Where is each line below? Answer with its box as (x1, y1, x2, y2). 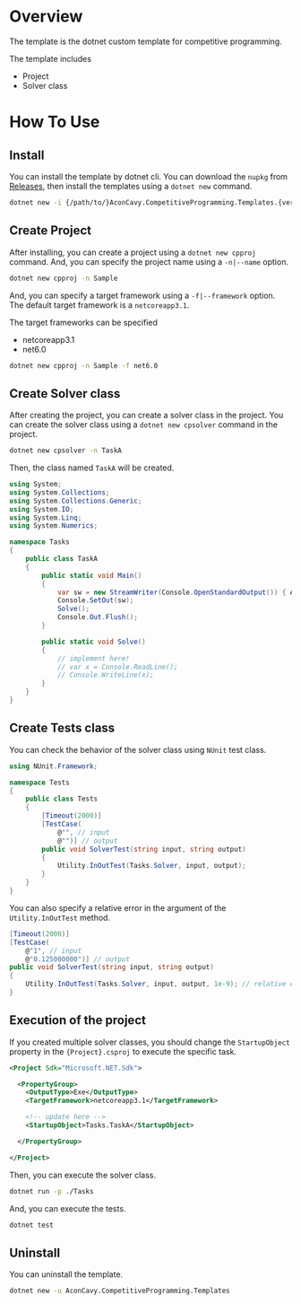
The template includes (9, 53, 92, 64)
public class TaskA (25, 555, 99, 564)
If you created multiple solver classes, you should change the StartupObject (9, 1037, 290, 1047)
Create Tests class (9, 721, 116, 736)
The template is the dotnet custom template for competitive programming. (9, 36, 282, 47)
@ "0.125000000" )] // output (25, 954, 130, 964)
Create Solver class (9, 386, 121, 401)
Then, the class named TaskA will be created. (9, 462, 175, 473)
